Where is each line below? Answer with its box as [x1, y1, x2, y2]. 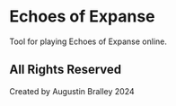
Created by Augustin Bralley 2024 [9, 85, 135, 96]
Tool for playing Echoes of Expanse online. [9, 36, 168, 47]
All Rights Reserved [9, 62, 122, 77]
